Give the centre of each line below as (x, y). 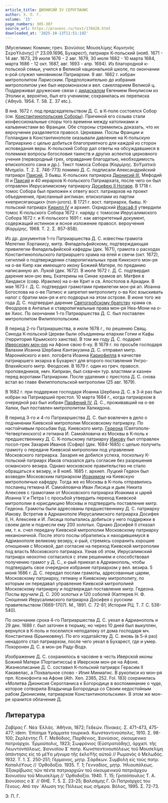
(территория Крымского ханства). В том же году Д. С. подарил (73, 339)
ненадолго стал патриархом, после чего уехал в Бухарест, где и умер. (81, 641)
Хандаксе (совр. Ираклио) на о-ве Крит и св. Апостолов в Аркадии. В (80, 281)
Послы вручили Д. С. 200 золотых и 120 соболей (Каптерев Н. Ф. (75, 594)
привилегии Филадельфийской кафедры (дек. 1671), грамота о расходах (83, 249)
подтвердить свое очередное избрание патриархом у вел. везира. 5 (79, 567)
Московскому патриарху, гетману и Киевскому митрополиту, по (75, 578)
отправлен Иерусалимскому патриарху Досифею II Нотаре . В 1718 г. (79, 186)
